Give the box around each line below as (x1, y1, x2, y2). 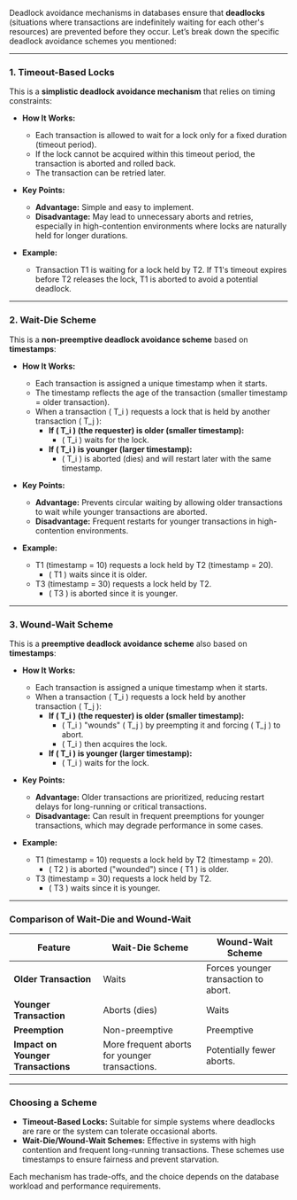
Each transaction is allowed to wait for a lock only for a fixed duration (34, 130, 287, 141)
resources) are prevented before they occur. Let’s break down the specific (9, 27, 280, 36)
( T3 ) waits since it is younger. (48, 882, 161, 893)
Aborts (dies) (103, 1004, 158, 1017)
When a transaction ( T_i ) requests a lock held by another (34, 691, 246, 702)
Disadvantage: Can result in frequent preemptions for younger (34, 810, 265, 821)
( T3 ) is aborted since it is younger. (48, 588, 179, 598)
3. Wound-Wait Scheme (9, 618, 113, 630)
